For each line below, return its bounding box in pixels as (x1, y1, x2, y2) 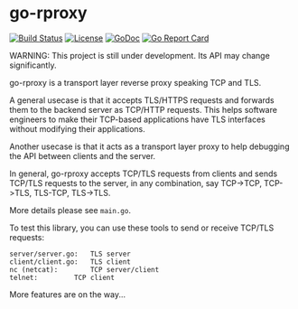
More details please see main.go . (9, 204, 131, 215)
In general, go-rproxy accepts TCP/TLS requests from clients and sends (9, 168, 278, 179)
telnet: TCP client (9, 273, 116, 282)
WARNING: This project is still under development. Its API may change (9, 50, 271, 61)
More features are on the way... (9, 288, 126, 300)
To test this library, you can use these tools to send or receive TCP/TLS (9, 222, 275, 233)
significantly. (9, 60, 57, 70)
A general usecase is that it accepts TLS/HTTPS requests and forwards (9, 94, 275, 106)
